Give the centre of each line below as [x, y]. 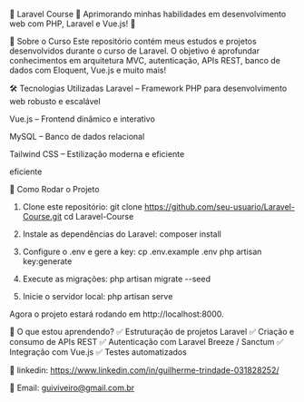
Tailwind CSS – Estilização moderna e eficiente [97, 154]
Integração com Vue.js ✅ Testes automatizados [98, 352]
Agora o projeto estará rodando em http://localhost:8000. [117, 314]
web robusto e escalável [55, 101]
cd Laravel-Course [99, 216]
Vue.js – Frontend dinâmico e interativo [83, 119]
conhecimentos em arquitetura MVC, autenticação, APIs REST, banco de [145, 60]
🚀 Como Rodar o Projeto [54, 189]
